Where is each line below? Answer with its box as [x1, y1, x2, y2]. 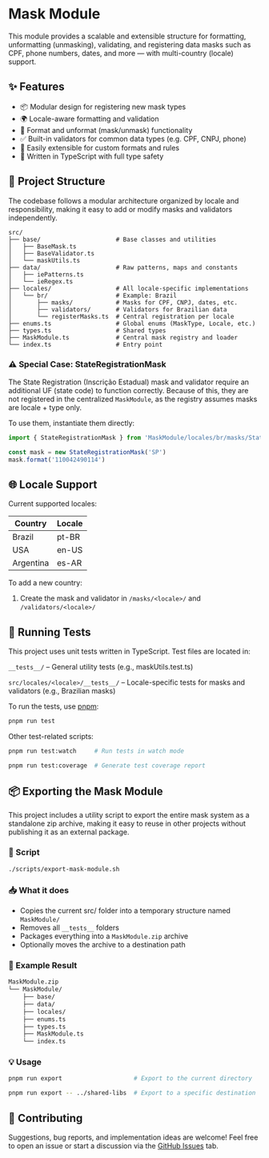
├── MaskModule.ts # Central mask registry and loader [8, 333, 239, 341]
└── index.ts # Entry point [8, 340, 163, 348]
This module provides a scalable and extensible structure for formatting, [8, 31, 247, 41]
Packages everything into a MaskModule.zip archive [19, 931, 189, 941]
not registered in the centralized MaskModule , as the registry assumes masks [8, 394, 258, 404]
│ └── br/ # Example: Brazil [8, 292, 178, 300]
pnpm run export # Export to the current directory [8, 1075, 252, 1083]
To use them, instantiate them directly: [8, 418, 134, 428]
